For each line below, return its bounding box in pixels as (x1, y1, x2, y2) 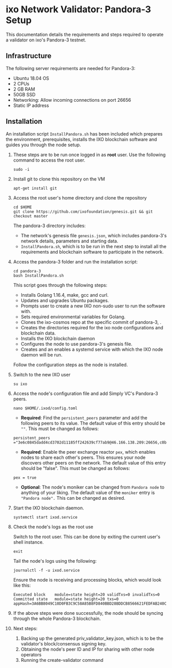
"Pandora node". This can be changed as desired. (20, 495, 126, 501)
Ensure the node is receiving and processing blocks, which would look (13, 576, 162, 583)
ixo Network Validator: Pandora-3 (6, 4, 151, 15)
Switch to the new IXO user (13, 371, 71, 377)
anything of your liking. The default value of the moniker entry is (20, 489, 155, 496)
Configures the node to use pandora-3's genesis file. (20, 341, 133, 347)
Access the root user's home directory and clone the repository (13, 194, 147, 201)
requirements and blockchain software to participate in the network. (20, 249, 164, 255)
